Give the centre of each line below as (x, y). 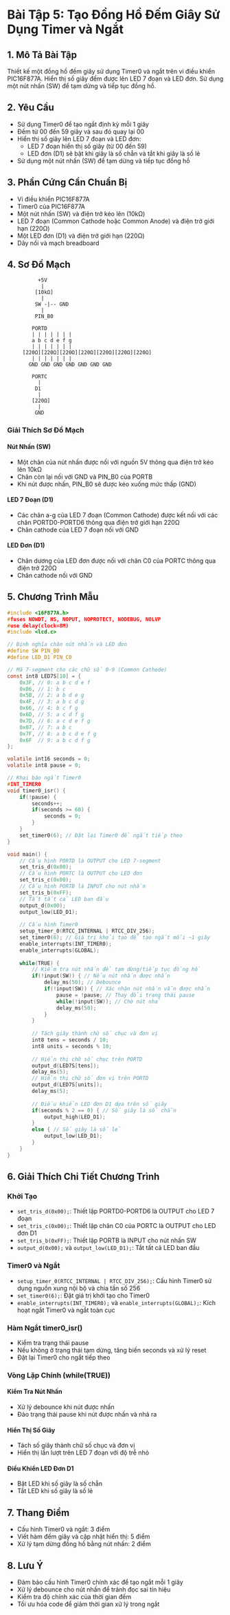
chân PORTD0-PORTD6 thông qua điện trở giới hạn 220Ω (98, 522)
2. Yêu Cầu (31, 108)
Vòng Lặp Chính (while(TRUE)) (59, 1375)
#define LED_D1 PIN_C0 (39, 658)
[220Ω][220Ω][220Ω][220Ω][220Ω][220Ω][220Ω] (87, 353)
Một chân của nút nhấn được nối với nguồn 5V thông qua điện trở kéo (115, 462)
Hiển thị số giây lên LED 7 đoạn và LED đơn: (79, 138)
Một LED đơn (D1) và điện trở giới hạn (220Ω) (81, 236)
